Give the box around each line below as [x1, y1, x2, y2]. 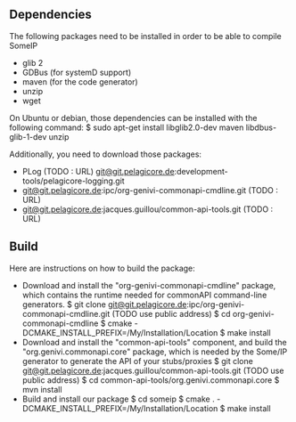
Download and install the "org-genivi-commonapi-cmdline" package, [21, 280, 276, 290]
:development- [174, 166, 229, 176]
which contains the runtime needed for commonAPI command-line [21, 289, 267, 300]
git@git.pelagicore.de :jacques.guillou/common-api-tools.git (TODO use [21, 365, 284, 376]
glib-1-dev [9, 131, 47, 142]
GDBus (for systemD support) [21, 67, 132, 77]
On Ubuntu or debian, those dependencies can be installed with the [9, 112, 258, 123]
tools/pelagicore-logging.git [21, 175, 125, 186]
